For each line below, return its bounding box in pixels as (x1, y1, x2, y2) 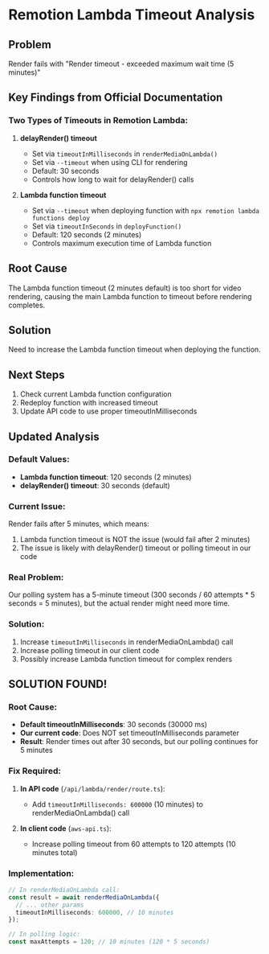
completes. (8, 300, 46, 310)
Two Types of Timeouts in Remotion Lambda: (8, 115, 189, 126)
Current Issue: (8, 500, 66, 512)
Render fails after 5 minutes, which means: (8, 519, 150, 528)
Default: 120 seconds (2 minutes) (31, 229, 142, 239)
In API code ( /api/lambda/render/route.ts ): (19, 783, 166, 793)
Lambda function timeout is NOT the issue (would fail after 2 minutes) (19, 535, 251, 545)
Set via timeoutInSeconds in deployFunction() (31, 221, 182, 231)
